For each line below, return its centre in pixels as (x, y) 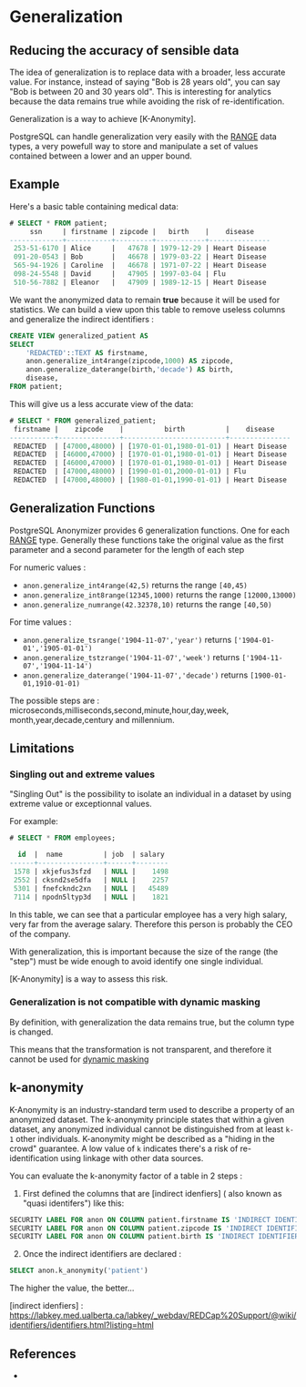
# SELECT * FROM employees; (63, 838)
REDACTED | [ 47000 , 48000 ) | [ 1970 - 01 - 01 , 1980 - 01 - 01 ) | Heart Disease (150, 446)
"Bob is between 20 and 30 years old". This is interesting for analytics (140, 92)
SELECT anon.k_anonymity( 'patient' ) (79, 1271)
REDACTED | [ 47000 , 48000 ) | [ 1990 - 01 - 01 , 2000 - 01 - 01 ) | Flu (130, 472)
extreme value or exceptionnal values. (81, 804)
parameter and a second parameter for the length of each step (127, 549)
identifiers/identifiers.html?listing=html (82, 1325)
